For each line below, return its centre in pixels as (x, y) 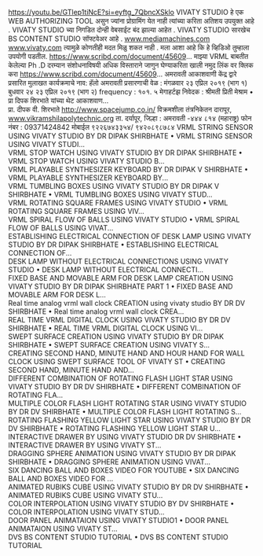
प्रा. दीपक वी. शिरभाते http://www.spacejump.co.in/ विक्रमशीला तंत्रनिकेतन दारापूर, (120, 109)
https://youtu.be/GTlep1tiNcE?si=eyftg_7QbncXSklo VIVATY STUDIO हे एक (126, 12)
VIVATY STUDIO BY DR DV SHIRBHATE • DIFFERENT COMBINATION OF (125, 387)
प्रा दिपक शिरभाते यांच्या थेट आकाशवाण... (58, 101)
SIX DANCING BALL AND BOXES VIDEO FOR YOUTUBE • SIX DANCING (124, 470)
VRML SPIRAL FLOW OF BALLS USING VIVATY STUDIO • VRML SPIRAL (124, 219)
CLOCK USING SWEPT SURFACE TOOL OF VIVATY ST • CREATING (117, 361)
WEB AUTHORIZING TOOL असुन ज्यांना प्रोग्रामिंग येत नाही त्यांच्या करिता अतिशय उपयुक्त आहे (131, 21)
